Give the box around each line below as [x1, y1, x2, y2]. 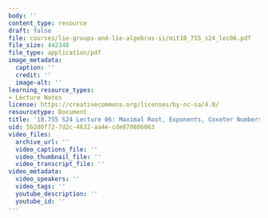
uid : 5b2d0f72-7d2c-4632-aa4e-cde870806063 [8, 123, 156, 131]
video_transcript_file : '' [15, 161, 105, 168]
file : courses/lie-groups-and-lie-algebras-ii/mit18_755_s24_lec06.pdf [8, 34, 251, 42]
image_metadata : [8, 57, 62, 65]
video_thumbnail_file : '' [15, 153, 102, 161]
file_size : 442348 [8, 42, 69, 50]
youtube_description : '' [15, 189, 98, 198]
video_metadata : [8, 168, 62, 176]
